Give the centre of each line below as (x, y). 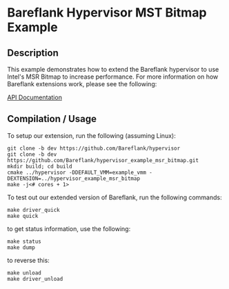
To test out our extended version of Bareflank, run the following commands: (114, 197)
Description (33, 53)
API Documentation (34, 97)
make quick (23, 216)
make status (24, 241)
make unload (24, 273)
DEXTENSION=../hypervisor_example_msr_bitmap (73, 178)
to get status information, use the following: (69, 228)
